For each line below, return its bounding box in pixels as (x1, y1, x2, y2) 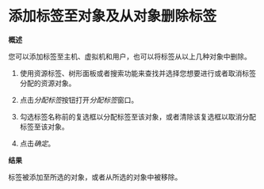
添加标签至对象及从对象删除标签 (8, 7, 217, 25)
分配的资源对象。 (19, 78, 76, 88)
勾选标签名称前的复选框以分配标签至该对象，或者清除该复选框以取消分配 (19, 112, 256, 121)
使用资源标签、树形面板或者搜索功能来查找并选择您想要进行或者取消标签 (19, 68, 256, 77)
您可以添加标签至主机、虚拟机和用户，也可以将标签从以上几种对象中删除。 (8, 51, 251, 61)
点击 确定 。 (19, 138, 55, 148)
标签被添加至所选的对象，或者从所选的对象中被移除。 (8, 172, 182, 182)
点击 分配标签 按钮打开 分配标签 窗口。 (19, 95, 139, 104)
